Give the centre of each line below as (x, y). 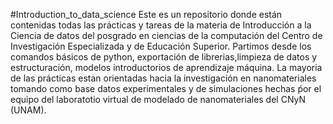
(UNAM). (28, 110)
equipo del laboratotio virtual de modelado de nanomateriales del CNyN (158, 99)
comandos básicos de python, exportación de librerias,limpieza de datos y (164, 57)
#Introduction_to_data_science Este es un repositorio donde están (146, 14)
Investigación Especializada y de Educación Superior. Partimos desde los (161, 46)
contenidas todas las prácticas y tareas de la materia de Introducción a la (161, 25)
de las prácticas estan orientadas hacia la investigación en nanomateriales (163, 78)
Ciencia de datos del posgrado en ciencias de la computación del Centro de (166, 35)
